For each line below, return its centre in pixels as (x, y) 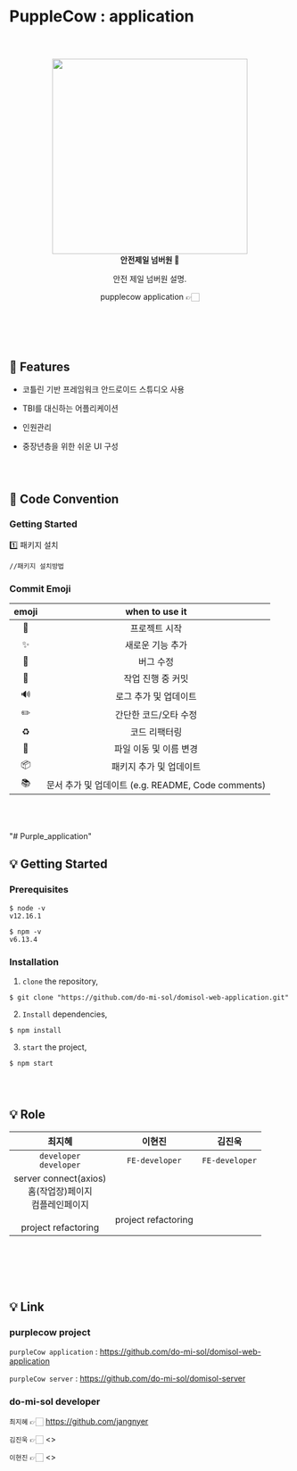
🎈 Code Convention (64, 499)
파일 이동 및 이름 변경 (157, 749)
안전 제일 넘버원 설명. (150, 279)
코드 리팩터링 (156, 732)
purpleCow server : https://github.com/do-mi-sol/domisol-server (128, 1379)
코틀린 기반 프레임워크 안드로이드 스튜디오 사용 (103, 389)
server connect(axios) (60, 1178)
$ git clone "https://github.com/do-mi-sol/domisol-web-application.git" (149, 997)
